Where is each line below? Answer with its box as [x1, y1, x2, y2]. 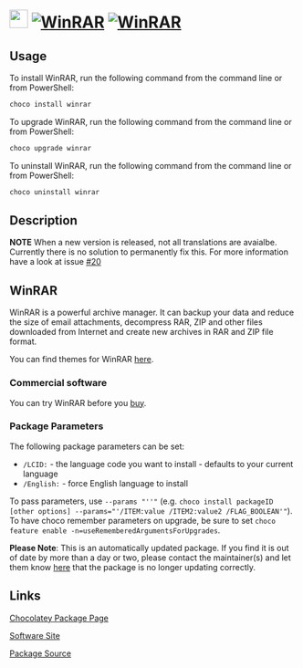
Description [9, 213, 78, 228]
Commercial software [9, 377, 108, 390]
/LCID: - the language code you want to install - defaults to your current [22, 458, 294, 469]
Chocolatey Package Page [9, 612, 110, 623]
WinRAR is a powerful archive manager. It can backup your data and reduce [9, 307, 295, 318]
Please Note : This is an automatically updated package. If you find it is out [9, 542, 289, 553]
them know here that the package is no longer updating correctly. [9, 561, 256, 572]
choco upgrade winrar [9, 143, 92, 152]
